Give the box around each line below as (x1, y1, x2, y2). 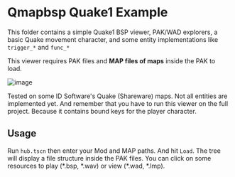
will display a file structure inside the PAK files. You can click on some (7, 154, 212, 162)
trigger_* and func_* (7, 43, 70, 51)
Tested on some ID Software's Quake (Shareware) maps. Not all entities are (7, 92, 228, 100)
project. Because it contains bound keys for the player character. (7, 107, 197, 115)
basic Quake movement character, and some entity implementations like (7, 35, 219, 43)
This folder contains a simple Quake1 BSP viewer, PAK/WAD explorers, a (7, 28, 218, 36)
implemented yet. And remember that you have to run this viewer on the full (7, 99, 229, 107)
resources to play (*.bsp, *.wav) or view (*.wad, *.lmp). (7, 161, 165, 170)
